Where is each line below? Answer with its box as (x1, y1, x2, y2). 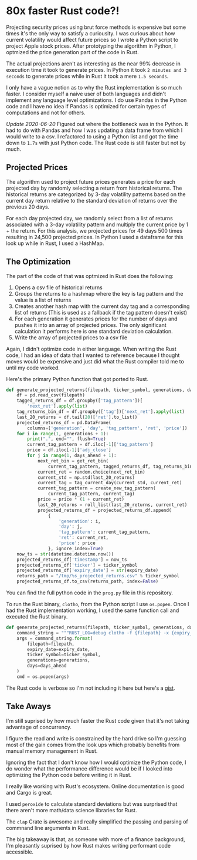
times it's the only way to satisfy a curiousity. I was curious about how (6, 29, 175, 37)
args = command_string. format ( (16, 635, 93, 641)
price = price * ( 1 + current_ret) (37, 497, 125, 502)
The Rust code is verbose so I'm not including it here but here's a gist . (6, 684, 175, 692)
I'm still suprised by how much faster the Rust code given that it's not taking (6, 717, 189, 724)
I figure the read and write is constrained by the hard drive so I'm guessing (6, 735, 186, 742)
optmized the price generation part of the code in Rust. (6, 48, 139, 55)
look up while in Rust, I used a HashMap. (6, 240, 104, 247)
